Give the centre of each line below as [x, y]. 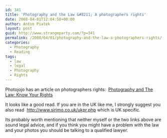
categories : [17, 43]
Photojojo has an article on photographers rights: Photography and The [79, 89]
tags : [11, 56]
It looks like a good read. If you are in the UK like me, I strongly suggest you [83, 104]
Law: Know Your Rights [29, 95]
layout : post [19, 29]
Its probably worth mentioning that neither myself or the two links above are [83, 119]
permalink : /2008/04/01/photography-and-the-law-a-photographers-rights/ [84, 38]
